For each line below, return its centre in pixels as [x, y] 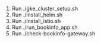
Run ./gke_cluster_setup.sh [45, 9]
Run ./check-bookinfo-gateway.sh [53, 34]
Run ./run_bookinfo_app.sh [45, 27]
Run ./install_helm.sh [37, 15]
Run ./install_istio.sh [36, 21]
